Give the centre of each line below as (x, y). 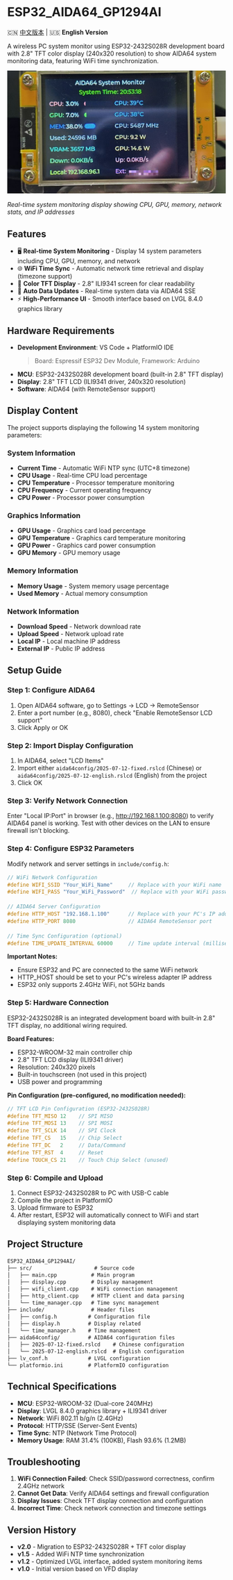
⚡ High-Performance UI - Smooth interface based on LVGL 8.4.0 (110, 299)
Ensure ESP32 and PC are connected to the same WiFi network (107, 970)
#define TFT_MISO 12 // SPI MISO (60, 1116)
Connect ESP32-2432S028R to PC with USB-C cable (93, 1192)
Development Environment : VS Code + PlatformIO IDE (95, 347)
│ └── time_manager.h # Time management (74, 1331)
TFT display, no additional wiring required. (67, 1025)
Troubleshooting (44, 1462)
